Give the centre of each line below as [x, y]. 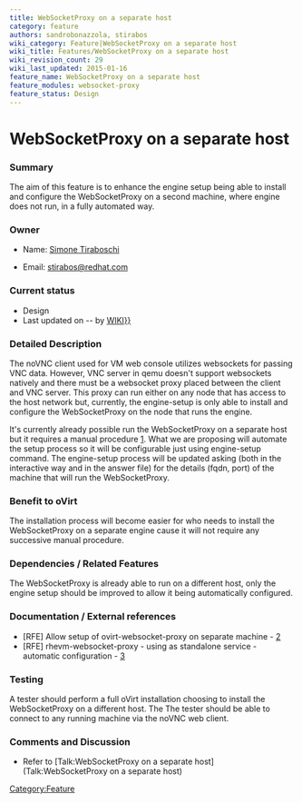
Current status [42, 291]
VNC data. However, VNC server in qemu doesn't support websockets [141, 372]
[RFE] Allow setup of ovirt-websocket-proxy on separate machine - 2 [151, 636]
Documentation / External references [93, 617]
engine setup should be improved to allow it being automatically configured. [151, 593]
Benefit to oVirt [44, 501]
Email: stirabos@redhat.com [75, 267]
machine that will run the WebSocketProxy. [89, 477]
